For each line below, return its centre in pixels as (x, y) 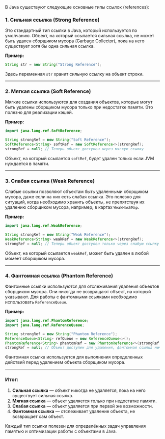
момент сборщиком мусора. (35, 258)
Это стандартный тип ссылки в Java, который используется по (71, 30)
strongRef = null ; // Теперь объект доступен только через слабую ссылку (82, 244)
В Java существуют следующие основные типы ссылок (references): (77, 7)
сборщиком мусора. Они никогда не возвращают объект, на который (78, 292)
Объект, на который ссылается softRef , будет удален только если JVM (80, 158)
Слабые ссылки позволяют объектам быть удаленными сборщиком (77, 192)
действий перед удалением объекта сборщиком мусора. (65, 362)
